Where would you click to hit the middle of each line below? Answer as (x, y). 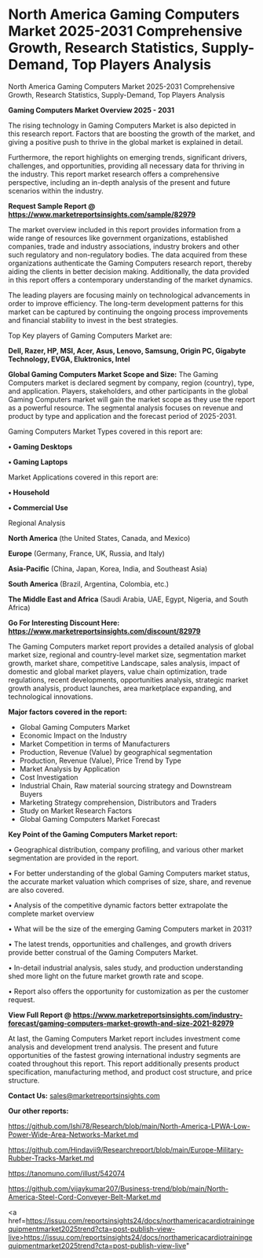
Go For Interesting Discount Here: (64, 623)
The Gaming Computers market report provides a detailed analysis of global (131, 646)
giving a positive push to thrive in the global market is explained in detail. (126, 142)
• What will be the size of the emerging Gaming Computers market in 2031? (130, 929)
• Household (29, 492)
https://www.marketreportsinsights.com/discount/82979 (104, 631)
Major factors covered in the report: (68, 712)
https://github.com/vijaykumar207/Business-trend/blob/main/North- (119, 1188)
